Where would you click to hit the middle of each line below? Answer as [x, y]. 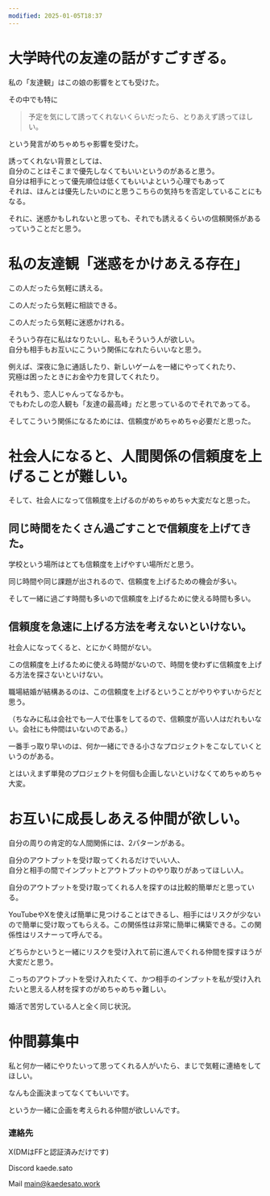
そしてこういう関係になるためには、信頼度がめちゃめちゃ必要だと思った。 [132, 421]
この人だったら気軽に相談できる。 [65, 305]
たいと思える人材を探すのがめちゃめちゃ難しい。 [89, 989]
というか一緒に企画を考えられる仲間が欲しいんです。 [96, 1110]
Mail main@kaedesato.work [54, 1184]
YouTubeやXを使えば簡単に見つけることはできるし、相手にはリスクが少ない [135, 915]
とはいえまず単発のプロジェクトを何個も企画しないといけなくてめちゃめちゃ [135, 773]
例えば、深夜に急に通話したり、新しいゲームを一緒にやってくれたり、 [124, 366]
